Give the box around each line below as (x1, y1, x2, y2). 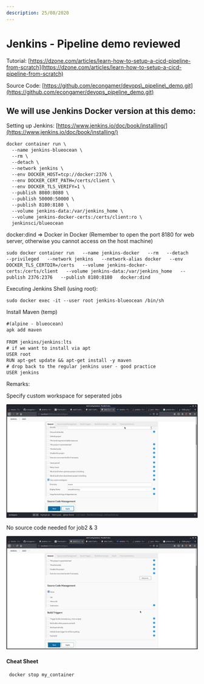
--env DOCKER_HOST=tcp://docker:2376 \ (12, 171, 113, 178)
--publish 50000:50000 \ (12, 196, 75, 202)
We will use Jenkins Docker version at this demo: (6, 105, 196, 116)
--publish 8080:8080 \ (12, 190, 69, 196)
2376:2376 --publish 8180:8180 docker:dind (28, 274, 151, 280)
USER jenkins (6, 369, 39, 376)
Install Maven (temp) (6, 308, 58, 316)
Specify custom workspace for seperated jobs (6, 392, 123, 399)
